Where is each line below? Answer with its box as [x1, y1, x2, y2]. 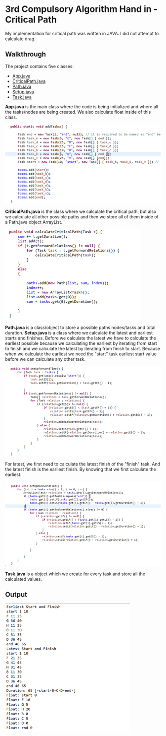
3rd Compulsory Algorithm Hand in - [5, 3, 158, 15]
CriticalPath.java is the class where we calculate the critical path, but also [5, 208, 157, 214]
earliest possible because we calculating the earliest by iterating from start [5, 340, 157, 346]
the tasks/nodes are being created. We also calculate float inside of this [5, 109, 151, 115]
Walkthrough [5, 50, 46, 59]
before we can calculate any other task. [5, 356, 85, 362]
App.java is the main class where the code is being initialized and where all [5, 103, 159, 110]
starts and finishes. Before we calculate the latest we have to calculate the [5, 335, 157, 341]
